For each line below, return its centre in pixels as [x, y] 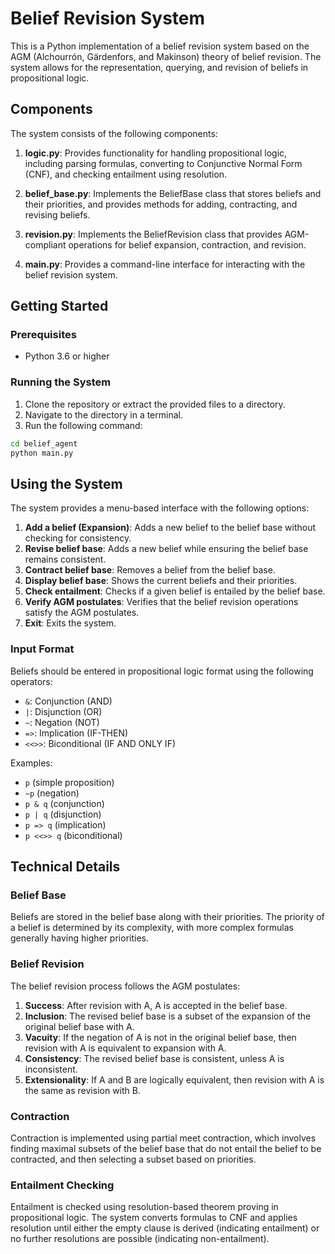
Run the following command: [83, 425]
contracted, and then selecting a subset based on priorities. [133, 1159]
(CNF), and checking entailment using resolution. [126, 174]
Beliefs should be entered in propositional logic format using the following [162, 671]
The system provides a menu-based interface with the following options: [160, 508]
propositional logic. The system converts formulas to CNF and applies [154, 1218]
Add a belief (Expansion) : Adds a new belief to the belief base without [170, 528]
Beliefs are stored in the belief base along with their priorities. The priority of [167, 917]
